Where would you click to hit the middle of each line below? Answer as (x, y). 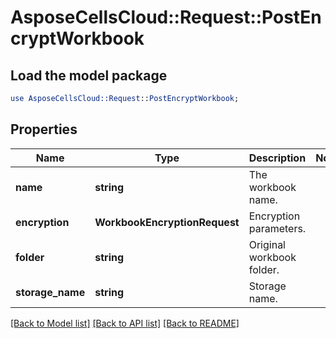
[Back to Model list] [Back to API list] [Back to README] (125, 323)
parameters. (277, 228)
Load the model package (89, 75)
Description (277, 158)
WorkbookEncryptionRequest (167, 222)
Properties (44, 129)
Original (267, 244)
